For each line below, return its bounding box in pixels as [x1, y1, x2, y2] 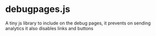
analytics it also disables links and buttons [5, 25, 94, 31]
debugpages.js [5, 3, 70, 15]
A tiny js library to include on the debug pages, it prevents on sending [5, 20, 151, 26]
